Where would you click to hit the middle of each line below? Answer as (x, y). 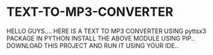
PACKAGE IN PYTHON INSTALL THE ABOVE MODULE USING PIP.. (101, 38)
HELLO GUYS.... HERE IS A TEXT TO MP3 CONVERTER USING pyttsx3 (106, 31)
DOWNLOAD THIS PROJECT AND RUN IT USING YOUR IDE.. (93, 45)
